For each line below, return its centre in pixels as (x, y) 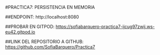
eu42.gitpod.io (20, 32)
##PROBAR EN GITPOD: (30, 26)
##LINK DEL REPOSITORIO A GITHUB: (44, 41)
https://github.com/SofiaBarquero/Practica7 (50, 47)
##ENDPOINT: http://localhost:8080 (42, 17)
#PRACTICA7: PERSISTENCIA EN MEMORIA (50, 7)
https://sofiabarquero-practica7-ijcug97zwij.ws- (105, 26)
